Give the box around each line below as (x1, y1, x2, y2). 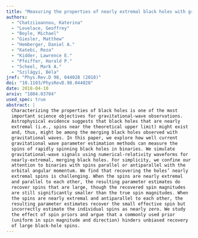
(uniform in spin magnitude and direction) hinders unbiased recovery (11, 217, 189, 223)
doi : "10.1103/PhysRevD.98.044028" (6, 80, 94, 86)
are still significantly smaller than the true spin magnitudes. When (11, 190, 189, 195)
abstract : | (6, 102, 35, 108)
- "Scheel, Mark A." (11, 63, 62, 70)
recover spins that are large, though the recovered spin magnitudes (11, 184, 186, 190)
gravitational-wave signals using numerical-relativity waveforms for (11, 151, 189, 157)
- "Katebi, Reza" (11, 47, 54, 53)
